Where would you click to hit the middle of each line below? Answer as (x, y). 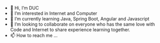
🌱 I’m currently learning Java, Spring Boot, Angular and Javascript (80, 19)
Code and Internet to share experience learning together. (70, 30)
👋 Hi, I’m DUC (25, 8)
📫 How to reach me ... (34, 35)
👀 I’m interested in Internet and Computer (54, 13)
